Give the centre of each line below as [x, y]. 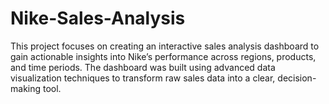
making [26, 88]
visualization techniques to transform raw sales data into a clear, [143, 78]
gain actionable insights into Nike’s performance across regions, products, [163, 56]
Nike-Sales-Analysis [98, 18]
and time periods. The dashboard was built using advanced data [143, 67]
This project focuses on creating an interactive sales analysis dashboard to [165, 46]
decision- [297, 78]
